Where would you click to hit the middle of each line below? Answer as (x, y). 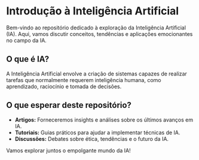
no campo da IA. (26, 40)
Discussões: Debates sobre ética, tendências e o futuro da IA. (92, 138)
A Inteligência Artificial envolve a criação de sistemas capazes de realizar (97, 74)
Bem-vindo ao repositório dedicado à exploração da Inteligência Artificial (96, 28)
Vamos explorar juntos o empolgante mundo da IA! (68, 150)
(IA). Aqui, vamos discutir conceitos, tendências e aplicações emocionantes (99, 34)
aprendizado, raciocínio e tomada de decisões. (64, 86)
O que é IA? (28, 59)
